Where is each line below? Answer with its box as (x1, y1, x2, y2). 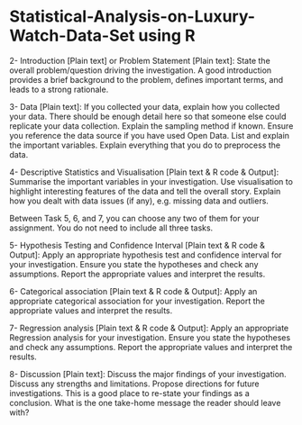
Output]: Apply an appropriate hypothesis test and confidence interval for (9, 249, 282, 260)
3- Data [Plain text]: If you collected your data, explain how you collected (9, 101, 280, 112)
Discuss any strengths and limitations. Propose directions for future (9, 378, 260, 389)
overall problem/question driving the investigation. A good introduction (9, 65, 272, 76)
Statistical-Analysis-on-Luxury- (9, 6, 255, 27)
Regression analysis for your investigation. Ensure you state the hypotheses (9, 331, 291, 343)
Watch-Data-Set (9, 25, 135, 46)
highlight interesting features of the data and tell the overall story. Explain (9, 185, 281, 196)
